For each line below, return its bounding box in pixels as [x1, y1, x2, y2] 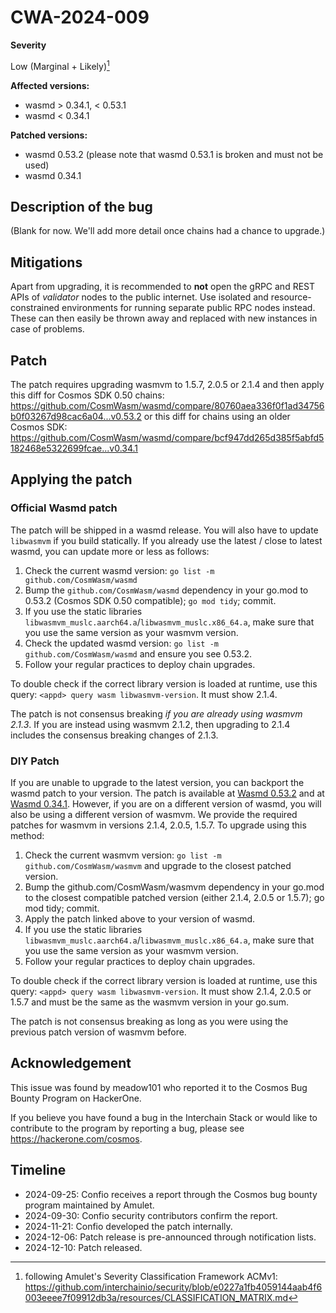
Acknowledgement [10, 1055, 132, 1072]
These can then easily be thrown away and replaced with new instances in [10, 312, 318, 325]
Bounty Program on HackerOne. [10, 1092, 142, 1104]
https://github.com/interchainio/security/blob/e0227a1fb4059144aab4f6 [24, 1281, 323, 1293]
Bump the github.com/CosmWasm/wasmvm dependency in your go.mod [24, 881, 325, 893]
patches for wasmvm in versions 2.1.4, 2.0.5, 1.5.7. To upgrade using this [10, 819, 307, 831]
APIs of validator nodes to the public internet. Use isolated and [10, 291, 269, 303]
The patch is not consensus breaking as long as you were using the [10, 1016, 289, 1028]
